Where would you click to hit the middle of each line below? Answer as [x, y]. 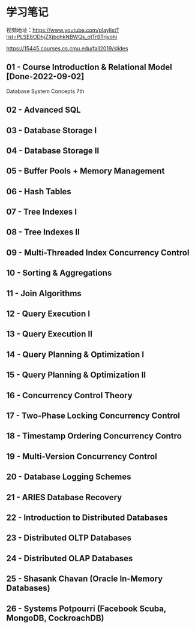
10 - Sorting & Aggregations [59, 273]
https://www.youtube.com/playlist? [76, 30]
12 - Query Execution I [48, 314]
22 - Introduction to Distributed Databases [87, 517]
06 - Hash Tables [39, 192]
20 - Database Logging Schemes [69, 477]
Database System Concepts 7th [45, 91]
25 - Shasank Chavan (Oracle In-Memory [85, 579]
